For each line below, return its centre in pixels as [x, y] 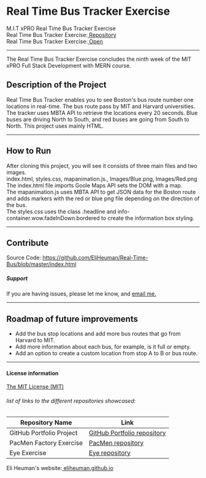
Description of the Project [56, 85]
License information [32, 373]
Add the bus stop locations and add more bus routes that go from [98, 334]
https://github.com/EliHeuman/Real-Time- [95, 258]
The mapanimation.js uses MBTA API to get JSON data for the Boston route [101, 192]
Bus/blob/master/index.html [41, 264]
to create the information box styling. [147, 218]
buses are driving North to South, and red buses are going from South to [98, 119]
